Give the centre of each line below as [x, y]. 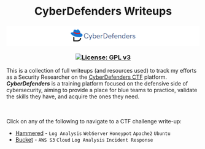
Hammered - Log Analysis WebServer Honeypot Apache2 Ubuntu [93, 133]
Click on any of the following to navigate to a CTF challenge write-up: [94, 122]
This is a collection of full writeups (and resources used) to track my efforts [102, 71]
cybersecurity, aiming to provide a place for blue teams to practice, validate [102, 90]
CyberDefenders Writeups [103, 11]
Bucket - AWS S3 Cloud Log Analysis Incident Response [84, 140]
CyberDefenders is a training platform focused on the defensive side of [97, 84]
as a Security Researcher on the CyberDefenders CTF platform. [87, 77]
